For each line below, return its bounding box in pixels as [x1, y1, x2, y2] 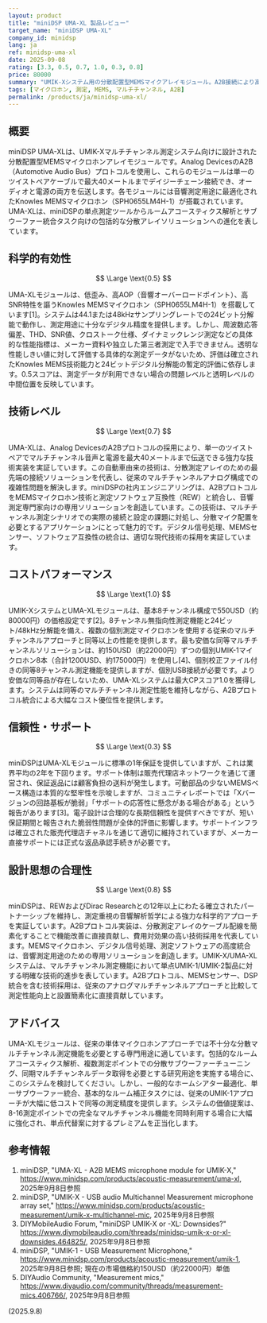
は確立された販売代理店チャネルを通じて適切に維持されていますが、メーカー [8, 828, 259, 838]
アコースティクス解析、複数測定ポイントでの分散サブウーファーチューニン [8, 1058, 251, 1068]
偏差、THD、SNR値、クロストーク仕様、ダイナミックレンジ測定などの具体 [8, 329, 253, 338]
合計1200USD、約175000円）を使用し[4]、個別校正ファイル [54, 655, 251, 664]
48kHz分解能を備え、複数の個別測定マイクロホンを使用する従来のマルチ [17, 625, 256, 635]
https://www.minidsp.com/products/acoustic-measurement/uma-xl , [19, 1174, 242, 1183]
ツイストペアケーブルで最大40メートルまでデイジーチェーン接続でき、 [8, 176, 238, 187]
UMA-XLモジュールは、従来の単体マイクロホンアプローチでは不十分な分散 [8, 1039, 252, 1048]
